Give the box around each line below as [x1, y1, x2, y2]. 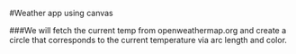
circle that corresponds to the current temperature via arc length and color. [9, 35, 288, 45]
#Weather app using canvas [9, 8, 114, 18]
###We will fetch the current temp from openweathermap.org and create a [9, 25, 287, 35]
